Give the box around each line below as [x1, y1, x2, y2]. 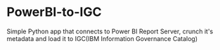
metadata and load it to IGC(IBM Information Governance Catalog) [6, 34, 198, 42]
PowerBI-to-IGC [6, 4, 102, 20]
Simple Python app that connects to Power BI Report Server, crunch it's [6, 27, 214, 35]
